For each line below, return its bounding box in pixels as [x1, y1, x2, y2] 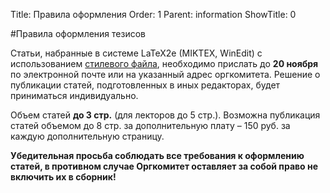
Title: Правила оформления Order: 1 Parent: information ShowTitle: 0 [10, 9, 297, 20]
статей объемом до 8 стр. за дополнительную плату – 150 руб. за [10, 120, 291, 131]
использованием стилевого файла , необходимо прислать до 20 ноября [10, 58, 319, 69]
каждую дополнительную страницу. [10, 130, 165, 142]
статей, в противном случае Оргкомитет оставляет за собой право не [10, 160, 319, 172]
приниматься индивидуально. [10, 90, 139, 101]
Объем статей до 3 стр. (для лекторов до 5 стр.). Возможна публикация [10, 109, 321, 121]
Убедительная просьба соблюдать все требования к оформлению [10, 150, 305, 161]
